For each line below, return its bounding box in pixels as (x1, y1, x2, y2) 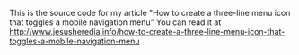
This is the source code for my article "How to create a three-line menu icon (9, 8, 291, 18)
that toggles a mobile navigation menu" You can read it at (9, 17, 222, 27)
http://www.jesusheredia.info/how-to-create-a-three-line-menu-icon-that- (9, 27, 286, 36)
